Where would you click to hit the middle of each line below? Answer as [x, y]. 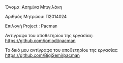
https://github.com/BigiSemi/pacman [43, 55]
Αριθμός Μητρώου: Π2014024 [36, 16]
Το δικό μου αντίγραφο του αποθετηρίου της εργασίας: [62, 50]
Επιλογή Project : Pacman [31, 26]
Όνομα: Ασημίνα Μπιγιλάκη [34, 7]
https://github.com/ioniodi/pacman [40, 41]
